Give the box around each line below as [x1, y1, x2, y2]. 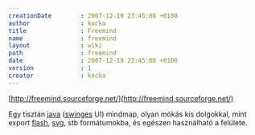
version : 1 [8, 64, 92, 72]
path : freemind [8, 49, 117, 57]
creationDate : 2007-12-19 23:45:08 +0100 [8, 11, 179, 20]
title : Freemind [8, 27, 117, 35]
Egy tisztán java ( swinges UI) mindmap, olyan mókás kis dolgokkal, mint [8, 109, 247, 119]
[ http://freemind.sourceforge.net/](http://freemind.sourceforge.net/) [8, 93, 234, 103]
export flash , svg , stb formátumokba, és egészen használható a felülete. [8, 117, 248, 127]
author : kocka [8, 19, 106, 27]
